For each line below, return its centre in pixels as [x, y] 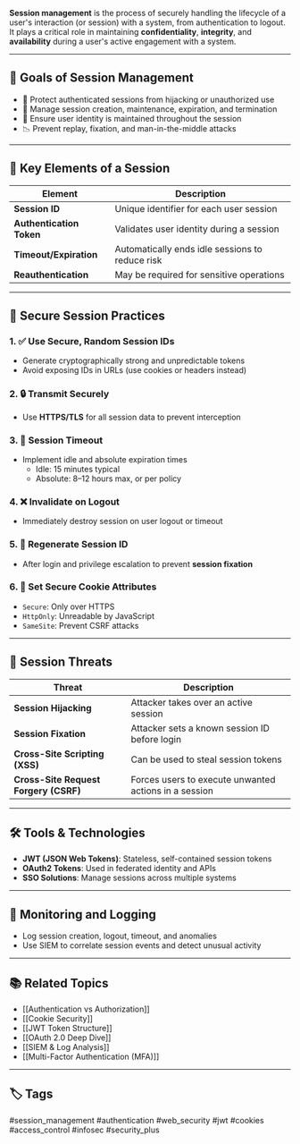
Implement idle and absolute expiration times [104, 459]
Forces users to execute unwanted [203, 779]
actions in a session [172, 791]
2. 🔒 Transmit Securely [59, 394]
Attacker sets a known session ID [200, 728]
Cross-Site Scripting [59, 753]
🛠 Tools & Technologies [77, 833]
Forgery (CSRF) [47, 791]
